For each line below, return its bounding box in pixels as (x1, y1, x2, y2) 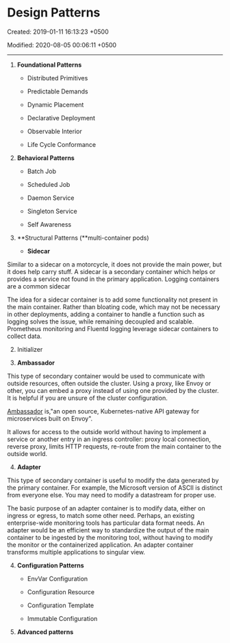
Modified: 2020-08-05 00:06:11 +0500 (7, 41, 117, 49)
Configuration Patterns (16, 561, 84, 569)
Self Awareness (27, 220, 72, 228)
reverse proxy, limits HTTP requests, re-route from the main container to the (7, 442, 222, 451)
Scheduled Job (27, 180, 71, 188)
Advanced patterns (16, 627, 74, 636)
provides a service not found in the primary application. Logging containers (7, 275, 220, 283)
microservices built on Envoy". (7, 414, 93, 422)
